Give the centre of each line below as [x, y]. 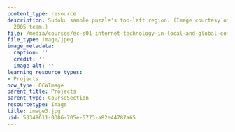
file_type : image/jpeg [40, 40]
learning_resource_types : [45, 72]
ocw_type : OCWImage [36, 85]
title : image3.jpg [34, 111]
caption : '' [31, 53]
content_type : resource [42, 14]
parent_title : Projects [42, 91]
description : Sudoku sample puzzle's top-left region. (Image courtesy [114, 20]
